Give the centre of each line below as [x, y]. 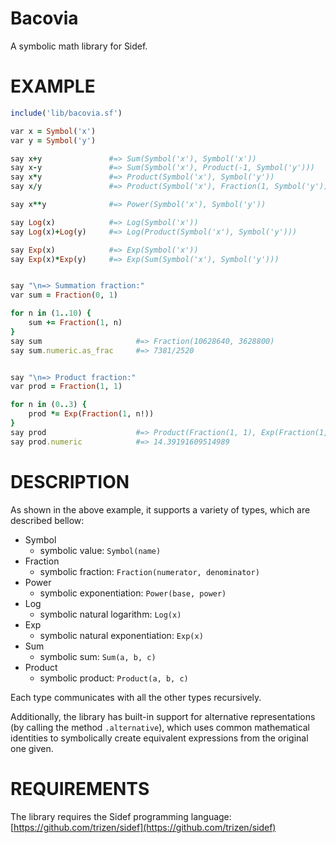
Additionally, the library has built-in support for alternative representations [163, 716]
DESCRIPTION [70, 481]
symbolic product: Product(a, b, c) [114, 678]
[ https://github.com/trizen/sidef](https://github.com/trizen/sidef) [143, 827]
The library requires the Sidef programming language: [121, 816]
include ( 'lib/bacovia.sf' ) [66, 113]
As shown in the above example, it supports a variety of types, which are [160, 509]
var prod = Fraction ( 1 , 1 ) [66, 387]
